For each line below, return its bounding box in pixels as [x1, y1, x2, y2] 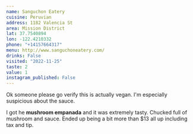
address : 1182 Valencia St [6, 20, 73, 25]
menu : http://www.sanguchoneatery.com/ [6, 47, 105, 53]
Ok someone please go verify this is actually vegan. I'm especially [6, 91, 167, 98]
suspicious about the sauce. [6, 97, 75, 104]
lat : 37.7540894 [6, 31, 46, 37]
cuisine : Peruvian [6, 14, 52, 20]
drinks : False [6, 53, 42, 59]
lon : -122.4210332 [6, 36, 52, 42]
